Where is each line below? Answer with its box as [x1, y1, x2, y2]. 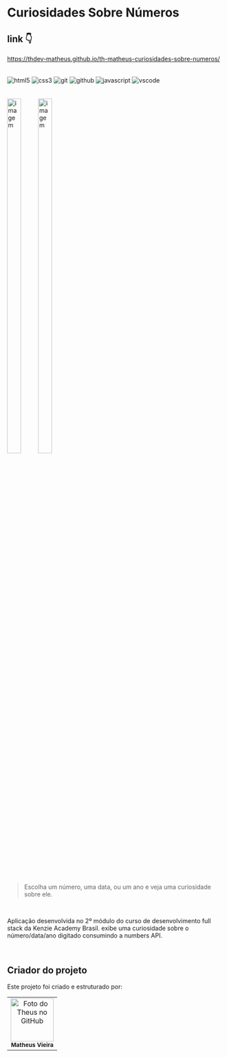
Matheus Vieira [10, 1041, 54, 1049]
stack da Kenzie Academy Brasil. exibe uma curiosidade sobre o [7, 924, 189, 932]
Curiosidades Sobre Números [7, 5, 180, 21]
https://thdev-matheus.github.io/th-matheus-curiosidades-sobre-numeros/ [7, 55, 220, 63]
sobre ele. [23, 889, 53, 898]
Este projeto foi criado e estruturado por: [7, 982, 122, 991]
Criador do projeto [7, 964, 87, 976]
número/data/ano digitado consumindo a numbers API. [7, 931, 163, 940]
